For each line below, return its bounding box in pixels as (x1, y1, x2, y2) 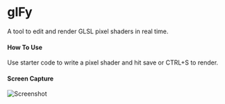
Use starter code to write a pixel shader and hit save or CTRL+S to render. (7, 58, 219, 67)
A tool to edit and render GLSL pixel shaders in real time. (7, 27, 169, 35)
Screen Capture (7, 74, 54, 83)
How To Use (7, 43, 43, 51)
